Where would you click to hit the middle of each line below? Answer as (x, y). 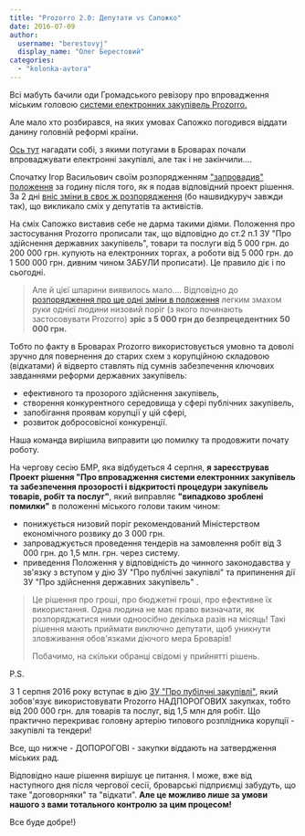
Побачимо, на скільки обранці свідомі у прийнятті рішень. (146, 656)
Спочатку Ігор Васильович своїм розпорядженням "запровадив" (137, 177)
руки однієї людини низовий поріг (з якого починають (137, 309)
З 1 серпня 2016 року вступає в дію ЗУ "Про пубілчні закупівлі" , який (144, 691)
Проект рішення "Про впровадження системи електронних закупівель (152, 476)
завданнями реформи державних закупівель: (98, 375)
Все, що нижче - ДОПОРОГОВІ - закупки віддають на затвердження (143, 747)
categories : (32, 60)
